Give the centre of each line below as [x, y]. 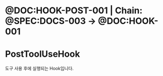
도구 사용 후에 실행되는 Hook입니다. [39, 69]
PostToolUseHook [43, 54]
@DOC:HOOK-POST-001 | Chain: [74, 11]
